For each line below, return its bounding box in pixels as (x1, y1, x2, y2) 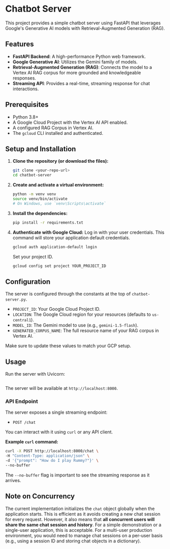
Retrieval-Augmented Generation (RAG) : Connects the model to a (12, 64, 152, 70)
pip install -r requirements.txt (12, 220, 84, 225)
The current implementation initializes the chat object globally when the (5, 505, 155, 511)
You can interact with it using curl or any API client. (5, 429, 113, 435)
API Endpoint (5, 397, 38, 405)
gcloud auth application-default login (12, 244, 97, 249)
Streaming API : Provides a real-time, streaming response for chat (12, 80, 150, 86)
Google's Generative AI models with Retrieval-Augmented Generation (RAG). (5, 25, 165, 31)
